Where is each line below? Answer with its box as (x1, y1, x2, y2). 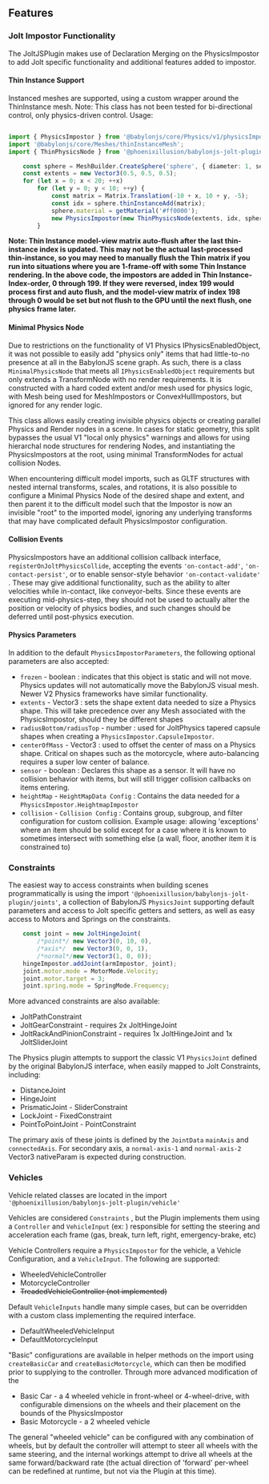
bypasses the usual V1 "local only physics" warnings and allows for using (8, 432, 251, 442)
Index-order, (8, 279, 51, 288)
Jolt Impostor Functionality (8, 30, 116, 42)
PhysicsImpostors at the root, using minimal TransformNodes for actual (8, 449, 243, 459)
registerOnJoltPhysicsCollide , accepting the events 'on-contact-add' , (8, 561, 244, 570)
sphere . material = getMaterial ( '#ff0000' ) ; (50, 207, 199, 215)
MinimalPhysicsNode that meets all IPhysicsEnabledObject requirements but (8, 366, 255, 376)
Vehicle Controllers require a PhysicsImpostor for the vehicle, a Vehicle (8, 1245, 242, 1255)
